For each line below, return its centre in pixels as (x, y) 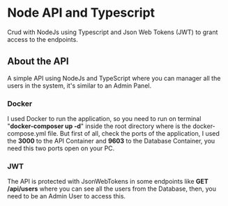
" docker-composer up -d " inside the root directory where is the (99, 126)
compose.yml (27, 134)
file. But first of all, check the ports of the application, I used (134, 134)
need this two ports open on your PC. (61, 148)
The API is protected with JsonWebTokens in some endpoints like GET (108, 182)
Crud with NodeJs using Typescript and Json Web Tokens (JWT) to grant (113, 32)
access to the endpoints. (43, 39)
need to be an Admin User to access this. (67, 196)
